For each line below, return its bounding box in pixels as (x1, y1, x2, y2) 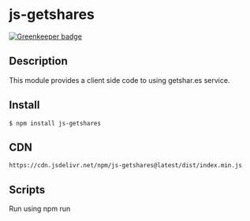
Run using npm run (9, 204, 71, 214)
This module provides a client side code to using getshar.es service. (9, 75, 230, 84)
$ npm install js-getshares (9, 119, 102, 127)
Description (9, 54, 68, 68)
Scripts (9, 183, 46, 197)
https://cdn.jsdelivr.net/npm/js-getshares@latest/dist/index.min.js (9, 162, 243, 170)
